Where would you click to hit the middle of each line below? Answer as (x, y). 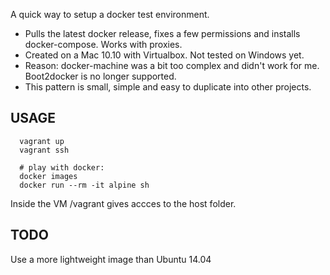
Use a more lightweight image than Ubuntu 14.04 (111, 259)
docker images (48, 176)
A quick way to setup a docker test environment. (110, 14)
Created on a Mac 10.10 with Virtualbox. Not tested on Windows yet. (164, 55)
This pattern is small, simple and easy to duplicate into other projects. (168, 87)
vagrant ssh (44, 150)
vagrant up (42, 141)
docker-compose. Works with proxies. (103, 44)
